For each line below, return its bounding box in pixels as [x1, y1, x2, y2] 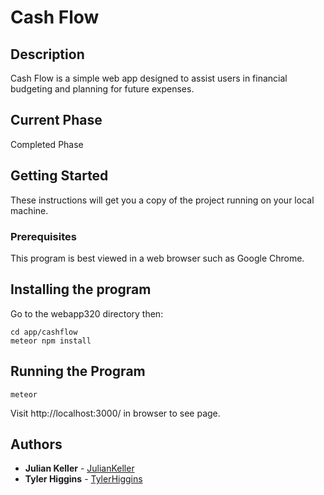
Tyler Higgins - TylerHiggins [24, 473, 143, 485]
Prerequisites [10, 229, 77, 243]
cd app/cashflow [10, 327, 78, 337]
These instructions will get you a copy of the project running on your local [10, 194, 315, 206]
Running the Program [10, 363, 146, 380]
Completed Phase [10, 138, 84, 150]
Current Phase [10, 112, 103, 129]
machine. [10, 204, 49, 216]
